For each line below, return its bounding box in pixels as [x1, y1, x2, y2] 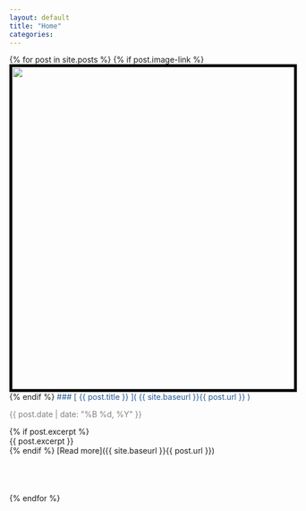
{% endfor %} [9, 493, 61, 504]
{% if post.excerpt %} [9, 427, 89, 437]
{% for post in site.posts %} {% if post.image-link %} [9, 55, 204, 65]
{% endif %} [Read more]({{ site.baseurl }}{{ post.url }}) [9, 446, 215, 456]
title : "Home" [9, 22, 63, 30]
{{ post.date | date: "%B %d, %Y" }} [9, 409, 142, 420]
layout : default [9, 13, 70, 22]
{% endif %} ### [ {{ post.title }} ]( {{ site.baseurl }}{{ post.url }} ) [9, 392, 251, 403]
